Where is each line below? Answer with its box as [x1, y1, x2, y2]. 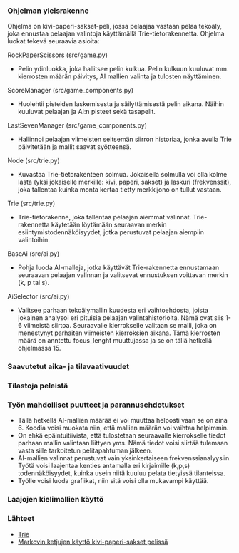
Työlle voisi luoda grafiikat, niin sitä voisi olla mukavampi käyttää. [17, 477, 209, 485]
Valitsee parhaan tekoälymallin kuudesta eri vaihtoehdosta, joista [17, 306, 209, 315]
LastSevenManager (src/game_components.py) [7, 121, 148, 130]
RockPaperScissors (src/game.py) [7, 51, 108, 59]
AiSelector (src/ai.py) [7, 292, 70, 301]
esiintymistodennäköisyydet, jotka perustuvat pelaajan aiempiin [17, 228, 205, 237]
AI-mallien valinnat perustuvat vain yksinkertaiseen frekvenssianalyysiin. [17, 454, 232, 462]
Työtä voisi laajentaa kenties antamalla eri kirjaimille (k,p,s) [17, 462, 190, 470]
